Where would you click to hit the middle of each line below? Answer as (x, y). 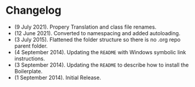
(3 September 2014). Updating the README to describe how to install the (101, 65)
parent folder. (31, 46)
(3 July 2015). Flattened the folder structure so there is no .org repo (97, 39)
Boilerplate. (28, 71)
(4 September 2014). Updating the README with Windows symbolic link (100, 52)
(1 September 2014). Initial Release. (57, 77)
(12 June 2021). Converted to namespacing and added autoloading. (97, 33)
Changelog (33, 10)
